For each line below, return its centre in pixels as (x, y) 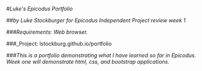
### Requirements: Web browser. (47, 32)
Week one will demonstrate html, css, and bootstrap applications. (88, 62)
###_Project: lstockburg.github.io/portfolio (59, 44)
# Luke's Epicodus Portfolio (40, 9)
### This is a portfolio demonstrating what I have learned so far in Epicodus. (101, 55)
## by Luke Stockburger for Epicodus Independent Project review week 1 (96, 20)
